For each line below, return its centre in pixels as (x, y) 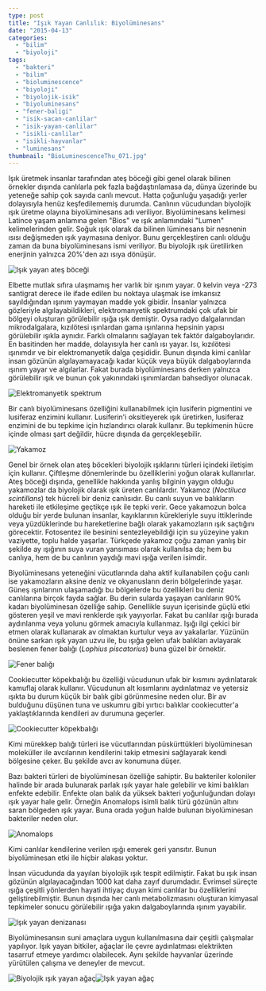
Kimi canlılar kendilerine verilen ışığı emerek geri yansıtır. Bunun (112, 850)
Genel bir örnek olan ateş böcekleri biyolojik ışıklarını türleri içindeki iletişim (131, 465)
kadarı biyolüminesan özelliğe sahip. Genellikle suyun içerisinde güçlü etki (129, 607)
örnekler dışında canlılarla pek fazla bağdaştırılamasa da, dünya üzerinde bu (133, 187)
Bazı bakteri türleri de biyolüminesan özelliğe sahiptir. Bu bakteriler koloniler (132, 777)
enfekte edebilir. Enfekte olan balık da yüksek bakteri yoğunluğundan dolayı (132, 793)
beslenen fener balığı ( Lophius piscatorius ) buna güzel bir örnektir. (117, 649)
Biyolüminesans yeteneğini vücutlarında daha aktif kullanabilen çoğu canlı (129, 573)
